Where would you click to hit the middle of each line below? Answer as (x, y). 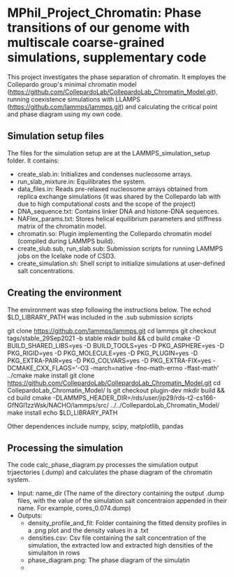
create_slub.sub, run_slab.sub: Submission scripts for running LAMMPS (120, 248)
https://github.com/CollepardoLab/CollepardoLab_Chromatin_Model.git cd (114, 382)
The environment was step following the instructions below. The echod (109, 310)
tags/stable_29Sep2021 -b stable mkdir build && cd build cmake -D (104, 338)
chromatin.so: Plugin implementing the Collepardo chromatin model (114, 233)
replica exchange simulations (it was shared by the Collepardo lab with (119, 196)
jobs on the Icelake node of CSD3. (67, 256)
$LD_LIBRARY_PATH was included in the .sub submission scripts (100, 317)
